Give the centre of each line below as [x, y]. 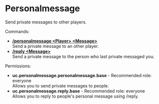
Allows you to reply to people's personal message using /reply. [75, 96]
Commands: [17, 31]
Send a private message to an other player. [56, 46]
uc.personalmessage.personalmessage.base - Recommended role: [82, 75]
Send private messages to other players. [46, 22]
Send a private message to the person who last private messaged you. [83, 56]
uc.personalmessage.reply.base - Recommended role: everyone [79, 91]
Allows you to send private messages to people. [60, 85]
